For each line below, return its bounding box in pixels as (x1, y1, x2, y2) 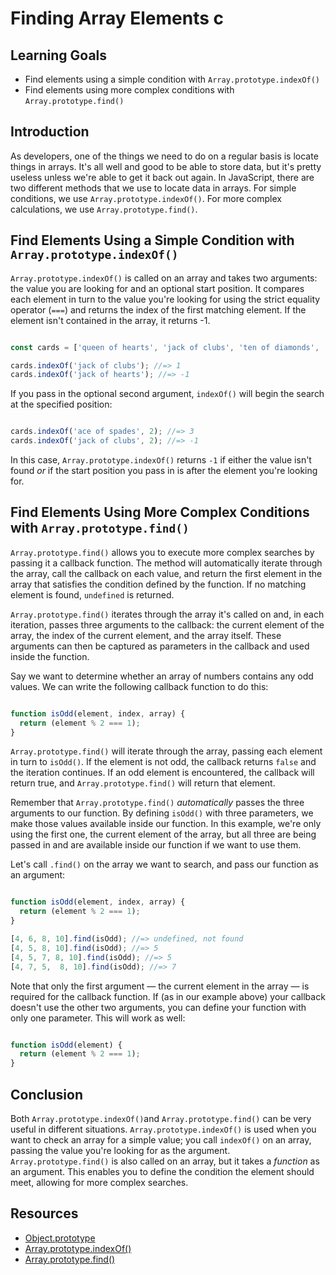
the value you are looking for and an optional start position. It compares (10, 282, 305, 294)
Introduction (10, 123, 90, 141)
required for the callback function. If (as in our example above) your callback (10, 990, 326, 1002)
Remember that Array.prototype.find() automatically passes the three (10, 797, 305, 809)
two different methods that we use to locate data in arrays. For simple (10, 182, 297, 194)
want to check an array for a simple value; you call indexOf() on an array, (10, 1134, 312, 1146)
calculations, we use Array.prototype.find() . (10, 203, 198, 215)
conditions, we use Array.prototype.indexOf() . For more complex (10, 192, 282, 204)
